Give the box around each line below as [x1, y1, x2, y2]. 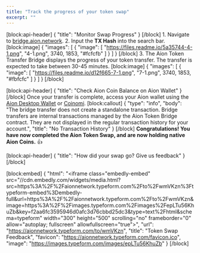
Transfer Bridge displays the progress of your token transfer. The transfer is [6, 56, 192, 63]
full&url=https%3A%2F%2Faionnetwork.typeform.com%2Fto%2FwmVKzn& [6, 195, 194, 202]
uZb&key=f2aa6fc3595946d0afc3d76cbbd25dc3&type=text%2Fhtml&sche [6, 208, 192, 215]
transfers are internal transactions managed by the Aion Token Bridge [6, 112, 177, 120]
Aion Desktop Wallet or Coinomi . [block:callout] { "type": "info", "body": [6, 99, 182, 106]
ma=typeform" [6, 214, 43, 221]
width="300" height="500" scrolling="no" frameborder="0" [44, 214, 192, 221]
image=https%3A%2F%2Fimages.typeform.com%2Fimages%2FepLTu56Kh [6, 202, 195, 209]
